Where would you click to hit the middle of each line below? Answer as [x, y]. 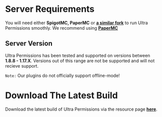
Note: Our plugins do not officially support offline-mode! [62, 76]
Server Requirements [50, 9]
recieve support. [22, 66]
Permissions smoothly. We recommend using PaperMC [61, 28]
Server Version [29, 44]
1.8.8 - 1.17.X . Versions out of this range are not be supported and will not [80, 61]
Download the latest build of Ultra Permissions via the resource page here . [81, 109]
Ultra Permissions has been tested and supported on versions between [78, 55]
